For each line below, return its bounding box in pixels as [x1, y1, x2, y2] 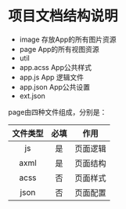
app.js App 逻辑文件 [19, 72, 85, 82]
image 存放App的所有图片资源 [19, 35, 117, 44]
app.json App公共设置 [19, 82, 91, 91]
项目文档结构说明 [8, 7, 119, 25]
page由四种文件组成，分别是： [8, 107, 107, 116]
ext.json [19, 91, 45, 101]
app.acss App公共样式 [19, 62, 92, 71]
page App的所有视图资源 [19, 44, 99, 53]
